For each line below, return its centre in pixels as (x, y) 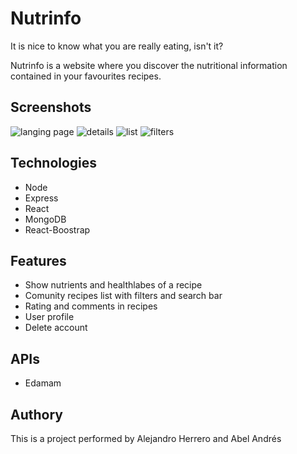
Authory (36, 414)
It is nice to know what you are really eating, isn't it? (117, 46)
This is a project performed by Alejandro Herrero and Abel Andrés (146, 438)
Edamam (43, 383)
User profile (49, 317)
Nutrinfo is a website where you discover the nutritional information (149, 65)
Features (38, 260)
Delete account (56, 328)
